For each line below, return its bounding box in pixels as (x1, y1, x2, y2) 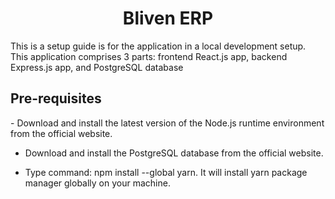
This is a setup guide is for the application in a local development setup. (10, 40, 307, 52)
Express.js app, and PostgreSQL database (10, 61, 184, 73)
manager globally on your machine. (24, 177, 171, 189)
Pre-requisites (10, 90, 102, 107)
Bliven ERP (122, 7, 214, 30)
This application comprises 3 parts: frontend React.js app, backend (10, 50, 288, 62)
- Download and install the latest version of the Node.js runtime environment (10, 117, 325, 129)
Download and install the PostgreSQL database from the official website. (24, 147, 324, 159)
